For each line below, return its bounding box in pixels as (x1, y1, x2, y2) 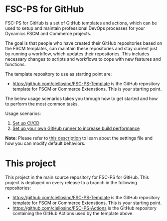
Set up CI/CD (12, 120, 40, 126)
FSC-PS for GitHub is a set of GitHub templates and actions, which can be (5, 20, 157, 26)
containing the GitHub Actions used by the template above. (12, 210, 134, 216)
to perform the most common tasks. (5, 101, 79, 107)
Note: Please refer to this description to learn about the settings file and (5, 135, 153, 141)
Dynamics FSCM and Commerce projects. (5, 30, 91, 36)
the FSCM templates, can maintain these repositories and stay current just (5, 45, 158, 51)
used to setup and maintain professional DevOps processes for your (5, 25, 146, 31)
